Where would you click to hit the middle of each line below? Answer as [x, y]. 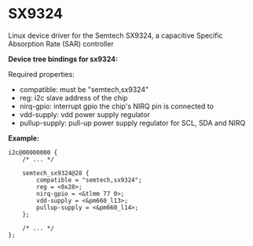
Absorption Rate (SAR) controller [61, 43]
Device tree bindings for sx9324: [63, 59]
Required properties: [41, 74]
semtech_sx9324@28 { [56, 173]
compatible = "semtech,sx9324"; [90, 180]
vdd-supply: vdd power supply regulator [85, 114]
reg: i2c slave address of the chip [73, 97]
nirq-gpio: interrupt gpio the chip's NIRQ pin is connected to [117, 106]
